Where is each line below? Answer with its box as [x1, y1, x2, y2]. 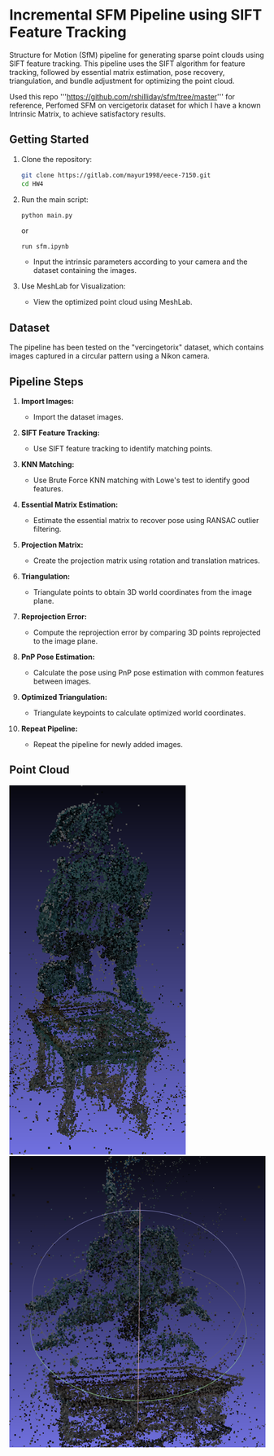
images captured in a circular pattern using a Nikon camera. [9, 351, 210, 361]
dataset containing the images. [33, 266, 137, 275]
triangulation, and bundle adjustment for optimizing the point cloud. [9, 76, 235, 86]
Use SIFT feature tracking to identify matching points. [33, 444, 213, 453]
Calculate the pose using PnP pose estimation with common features [33, 668, 264, 677]
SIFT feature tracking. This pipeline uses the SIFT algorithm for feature [9, 59, 246, 68]
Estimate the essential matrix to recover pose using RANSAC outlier [33, 516, 259, 525]
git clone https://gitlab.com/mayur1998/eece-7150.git [20, 171, 211, 179]
